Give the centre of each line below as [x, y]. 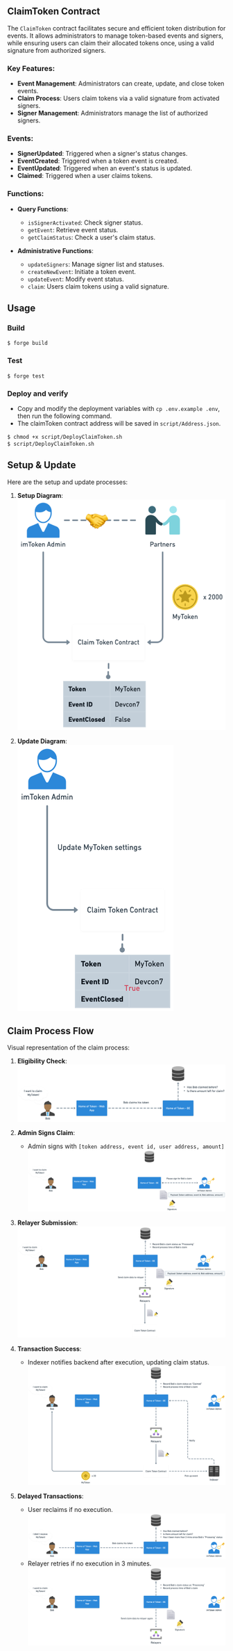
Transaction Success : [49, 1349]
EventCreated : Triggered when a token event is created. [98, 161]
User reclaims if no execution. [70, 1510]
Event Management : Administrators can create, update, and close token [121, 83]
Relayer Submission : [48, 1223]
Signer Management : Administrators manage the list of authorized [112, 113]
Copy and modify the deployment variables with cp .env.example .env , [119, 408]
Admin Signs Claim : [46, 1132]
